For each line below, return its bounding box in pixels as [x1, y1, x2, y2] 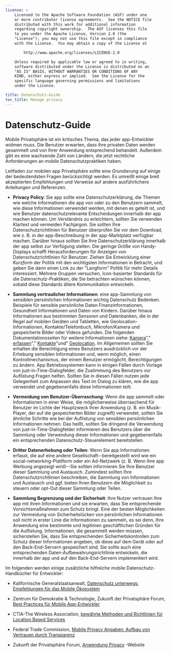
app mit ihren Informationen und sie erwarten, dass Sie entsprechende [12, 500, 162, 507]
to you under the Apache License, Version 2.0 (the [14, 31, 127, 36]
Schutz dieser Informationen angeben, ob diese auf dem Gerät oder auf [12, 538, 163, 544]
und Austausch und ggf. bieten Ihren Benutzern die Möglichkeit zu [12, 479, 152, 486]
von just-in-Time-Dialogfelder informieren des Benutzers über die [12, 426, 151, 432]
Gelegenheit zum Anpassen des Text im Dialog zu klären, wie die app [12, 378, 159, 384]
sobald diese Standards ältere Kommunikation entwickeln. [12, 281, 135, 287]
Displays [12, 248, 31, 255]
